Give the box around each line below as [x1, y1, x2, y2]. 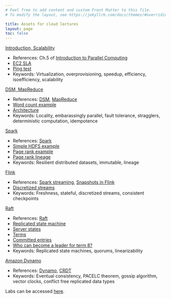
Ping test [12, 66, 32, 72]
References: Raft [12, 215, 48, 221]
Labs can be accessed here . [5, 288, 65, 294]
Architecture [12, 107, 39, 113]
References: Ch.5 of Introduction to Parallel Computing [12, 55, 128, 61]
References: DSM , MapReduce [12, 96, 77, 103]
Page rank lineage [12, 154, 51, 160]
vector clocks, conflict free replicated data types [12, 279, 115, 285]
